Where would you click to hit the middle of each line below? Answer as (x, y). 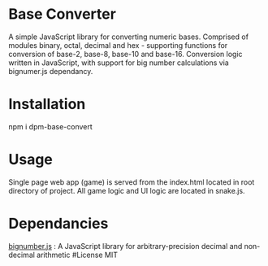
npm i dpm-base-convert (51, 126)
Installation (47, 105)
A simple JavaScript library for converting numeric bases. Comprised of (129, 37)
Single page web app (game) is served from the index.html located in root (132, 182)
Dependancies (58, 224)
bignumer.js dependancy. (51, 71)
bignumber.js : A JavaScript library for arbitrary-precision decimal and (125, 246)
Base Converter (62, 14)
